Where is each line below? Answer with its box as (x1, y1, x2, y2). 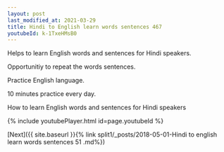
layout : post (7, 10, 46, 18)
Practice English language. (7, 76, 85, 85)
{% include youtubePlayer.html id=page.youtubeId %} (7, 117, 164, 125)
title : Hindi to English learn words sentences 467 (7, 23, 162, 30)
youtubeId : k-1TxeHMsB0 (7, 29, 77, 37)
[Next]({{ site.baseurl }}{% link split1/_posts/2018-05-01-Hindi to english (7, 130, 218, 139)
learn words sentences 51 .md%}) (7, 138, 106, 146)
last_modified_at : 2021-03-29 (7, 17, 97, 24)
